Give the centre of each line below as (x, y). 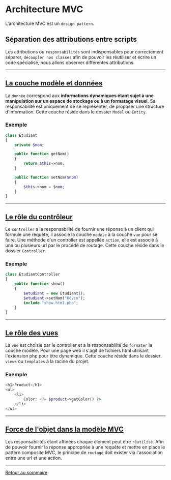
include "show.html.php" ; (51, 303)
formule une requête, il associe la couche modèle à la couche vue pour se (81, 234)
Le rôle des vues (32, 333)
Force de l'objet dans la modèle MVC (64, 429)
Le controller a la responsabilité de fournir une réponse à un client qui (80, 229)
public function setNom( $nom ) (47, 177)
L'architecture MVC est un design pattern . (50, 23)
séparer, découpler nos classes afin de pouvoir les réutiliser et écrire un (81, 57)
